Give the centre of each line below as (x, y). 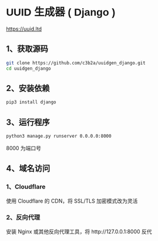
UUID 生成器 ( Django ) (61, 12)
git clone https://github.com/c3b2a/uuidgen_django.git (76, 63)
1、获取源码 (27, 49)
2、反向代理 (23, 217)
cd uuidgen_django (28, 69)
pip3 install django (31, 102)
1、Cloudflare (26, 187)
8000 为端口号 (24, 148)
